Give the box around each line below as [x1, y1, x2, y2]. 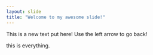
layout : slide [6, 8, 42, 15]
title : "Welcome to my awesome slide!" [6, 14, 106, 20]
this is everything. [6, 42, 50, 49]
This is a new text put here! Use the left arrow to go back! [6, 30, 148, 37]
